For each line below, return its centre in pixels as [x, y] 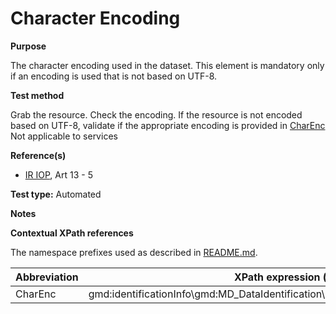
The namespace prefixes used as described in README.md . [134, 252]
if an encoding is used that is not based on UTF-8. [114, 76]
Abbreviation [47, 277]
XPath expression [277, 277]
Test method [37, 95]
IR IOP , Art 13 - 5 [58, 174]
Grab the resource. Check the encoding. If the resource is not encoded [156, 114]
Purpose [28, 46]
